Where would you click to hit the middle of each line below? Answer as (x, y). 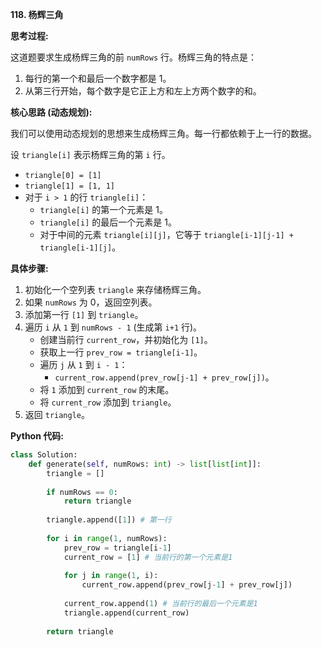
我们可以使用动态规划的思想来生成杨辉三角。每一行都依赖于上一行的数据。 (163, 133)
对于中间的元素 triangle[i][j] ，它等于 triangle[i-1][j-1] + (166, 234)
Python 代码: (37, 436)
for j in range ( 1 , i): (111, 576)
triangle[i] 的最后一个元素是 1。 (108, 222)
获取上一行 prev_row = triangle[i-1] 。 (121, 352)
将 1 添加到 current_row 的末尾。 (107, 389)
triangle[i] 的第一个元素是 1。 (103, 209)
